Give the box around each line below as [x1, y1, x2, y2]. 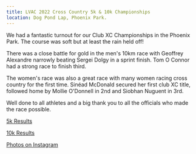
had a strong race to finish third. [6, 62, 87, 70]
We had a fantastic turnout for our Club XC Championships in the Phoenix [6, 31, 191, 38]
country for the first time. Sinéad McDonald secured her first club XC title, [6, 80, 191, 88]
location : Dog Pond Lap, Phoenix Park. [6, 15, 107, 21]
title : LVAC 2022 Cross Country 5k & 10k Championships [6, 9, 150, 15]
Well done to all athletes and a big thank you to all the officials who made [6, 99, 189, 107]
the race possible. [6, 105, 52, 113]
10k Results [6, 129, 35, 136]
